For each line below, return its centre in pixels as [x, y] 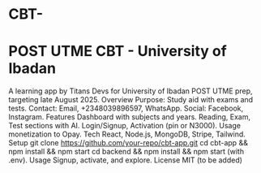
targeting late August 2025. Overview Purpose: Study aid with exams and [131, 100]
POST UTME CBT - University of [118, 52]
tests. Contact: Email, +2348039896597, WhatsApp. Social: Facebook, [126, 108]
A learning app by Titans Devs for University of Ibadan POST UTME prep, [130, 91]
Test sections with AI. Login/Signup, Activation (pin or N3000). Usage [125, 126]
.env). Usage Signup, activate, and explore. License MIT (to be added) [126, 160]
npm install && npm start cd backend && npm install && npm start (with [126, 152]
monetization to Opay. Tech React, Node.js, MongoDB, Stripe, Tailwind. [127, 134]
